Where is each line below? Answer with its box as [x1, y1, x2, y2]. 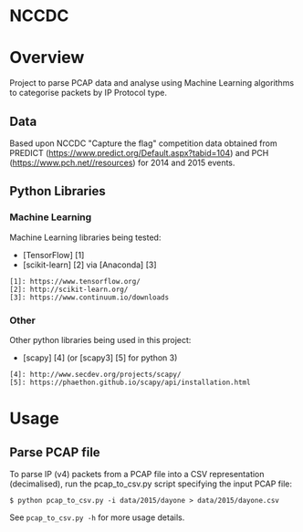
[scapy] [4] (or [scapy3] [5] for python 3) [22, 352, 178, 363]
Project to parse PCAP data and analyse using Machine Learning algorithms [9, 78, 295, 89]
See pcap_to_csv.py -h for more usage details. [9, 512, 185, 523]
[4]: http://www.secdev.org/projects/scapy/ [9, 370, 182, 379]
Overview [9, 47, 85, 68]
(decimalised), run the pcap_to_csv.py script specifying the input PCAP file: [9, 478, 293, 489]
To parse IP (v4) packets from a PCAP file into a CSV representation [9, 468, 265, 479]
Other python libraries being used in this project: [9, 334, 192, 345]
